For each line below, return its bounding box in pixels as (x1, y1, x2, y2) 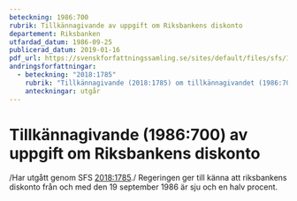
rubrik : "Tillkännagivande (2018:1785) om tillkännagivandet (25, 78, 255, 87)
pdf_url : (9, 54, 42, 63)
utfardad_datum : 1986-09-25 (9, 37, 113, 47)
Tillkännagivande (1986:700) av (9, 124, 248, 145)
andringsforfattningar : (9, 63, 97, 71)
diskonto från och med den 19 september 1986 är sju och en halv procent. (9, 182, 278, 192)
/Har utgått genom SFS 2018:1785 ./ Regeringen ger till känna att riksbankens (9, 173, 287, 183)
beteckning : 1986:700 (9, 12, 89, 22)
